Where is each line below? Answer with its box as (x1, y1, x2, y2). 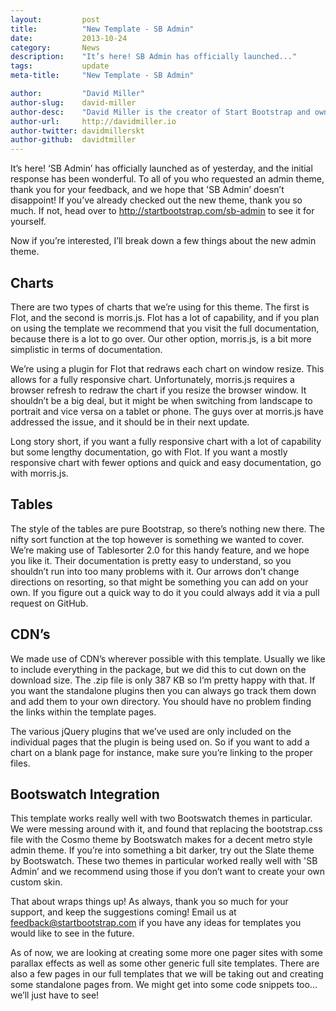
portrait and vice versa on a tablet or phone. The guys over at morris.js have (10, 405, 324, 417)
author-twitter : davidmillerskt (10, 126, 145, 136)
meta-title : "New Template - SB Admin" (10, 71, 195, 81)
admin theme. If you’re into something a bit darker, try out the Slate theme (10, 844, 315, 856)
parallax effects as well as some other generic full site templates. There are (10, 957, 320, 970)
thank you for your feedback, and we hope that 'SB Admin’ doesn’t (10, 184, 285, 196)
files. (10, 757, 31, 769)
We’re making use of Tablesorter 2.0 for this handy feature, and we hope (10, 544, 310, 556)
